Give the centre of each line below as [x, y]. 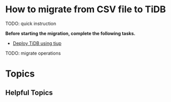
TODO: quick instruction [31, 23]
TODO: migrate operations [33, 53]
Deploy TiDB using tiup [37, 43]
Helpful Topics [29, 93]
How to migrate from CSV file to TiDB [85, 9]
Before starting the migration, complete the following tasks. [70, 33]
